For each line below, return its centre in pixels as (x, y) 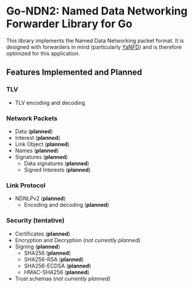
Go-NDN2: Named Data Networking (97, 11)
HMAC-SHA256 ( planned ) (57, 272)
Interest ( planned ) (38, 137)
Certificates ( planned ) (42, 234)
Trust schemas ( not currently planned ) (63, 278)
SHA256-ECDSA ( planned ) (57, 266)
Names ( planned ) (37, 150)
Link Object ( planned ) (42, 144)
